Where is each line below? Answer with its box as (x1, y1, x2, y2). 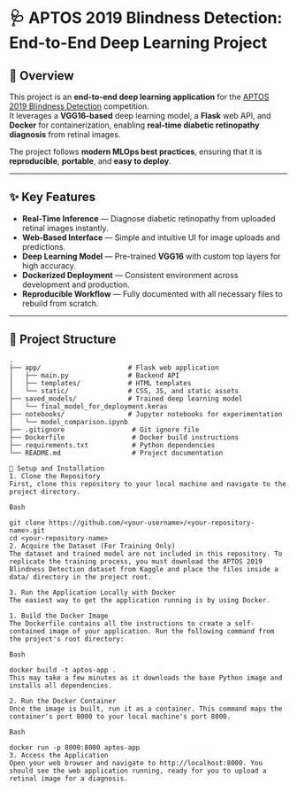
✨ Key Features (9, 190, 95, 205)
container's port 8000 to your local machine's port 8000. (9, 711, 232, 721)
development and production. (21, 279, 130, 290)
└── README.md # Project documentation (9, 448, 224, 457)
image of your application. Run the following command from (48, 626, 275, 635)
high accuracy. (21, 260, 77, 271)
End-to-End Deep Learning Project (9, 33, 268, 53)
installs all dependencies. (9, 680, 113, 690)
